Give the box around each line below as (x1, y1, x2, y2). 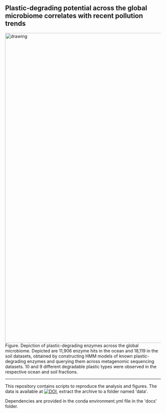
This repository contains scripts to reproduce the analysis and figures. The (5, 383, 157, 389)
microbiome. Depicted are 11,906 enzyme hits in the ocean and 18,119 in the (5, 348, 158, 354)
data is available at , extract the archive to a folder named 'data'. (5, 388, 148, 394)
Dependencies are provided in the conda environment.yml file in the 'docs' (5, 398, 157, 404)
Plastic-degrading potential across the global (5, 4, 147, 12)
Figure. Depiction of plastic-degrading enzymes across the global (5, 342, 139, 349)
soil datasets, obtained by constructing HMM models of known (5, 353, 133, 359)
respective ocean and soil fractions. (5, 369, 78, 375)
